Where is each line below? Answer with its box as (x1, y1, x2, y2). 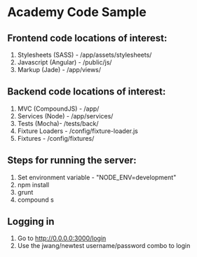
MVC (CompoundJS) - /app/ (17, 104, 100, 113)
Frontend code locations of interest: (7, 32, 168, 44)
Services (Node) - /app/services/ (17, 111, 114, 120)
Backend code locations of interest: (7, 85, 166, 98)
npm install (17, 180, 50, 189)
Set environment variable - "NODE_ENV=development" (17, 173, 177, 181)
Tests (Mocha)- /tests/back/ (17, 119, 100, 127)
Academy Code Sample (7, 4, 147, 20)
